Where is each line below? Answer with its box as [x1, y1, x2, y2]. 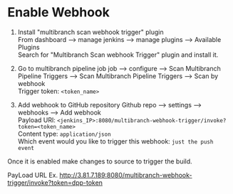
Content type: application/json [17, 129, 112, 138]
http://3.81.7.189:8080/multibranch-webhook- [59, 171, 192, 179]
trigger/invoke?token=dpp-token [7, 178, 103, 187]
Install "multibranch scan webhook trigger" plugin [17, 28, 164, 36]
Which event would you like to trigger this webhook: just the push [17, 136, 214, 146]
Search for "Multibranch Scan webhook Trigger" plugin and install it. [17, 50, 219, 59]
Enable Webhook [7, 4, 110, 21]
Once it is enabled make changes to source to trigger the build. [7, 157, 192, 166]
